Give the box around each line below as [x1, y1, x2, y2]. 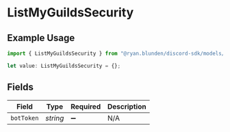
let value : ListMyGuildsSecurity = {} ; [7, 62, 121, 69]
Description [107, 101, 146, 111]
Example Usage [7, 32, 75, 44]
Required [71, 101, 101, 111]
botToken [10, 114, 39, 122]
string [45, 113, 64, 122]
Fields [7, 81, 34, 93]
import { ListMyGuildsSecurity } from [7, 50, 118, 57]
